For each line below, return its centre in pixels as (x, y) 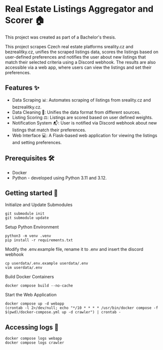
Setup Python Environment (32, 227)
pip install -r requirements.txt (39, 240)
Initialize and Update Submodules (39, 205)
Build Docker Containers (30, 277)
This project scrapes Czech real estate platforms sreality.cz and (69, 46)
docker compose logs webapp (34, 339)
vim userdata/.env (24, 268)
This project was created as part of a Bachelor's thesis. (61, 37)
